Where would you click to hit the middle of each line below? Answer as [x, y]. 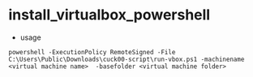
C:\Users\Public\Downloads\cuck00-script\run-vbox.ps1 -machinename [126, 59]
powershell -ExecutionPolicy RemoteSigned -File [92, 52]
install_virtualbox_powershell [109, 15]
